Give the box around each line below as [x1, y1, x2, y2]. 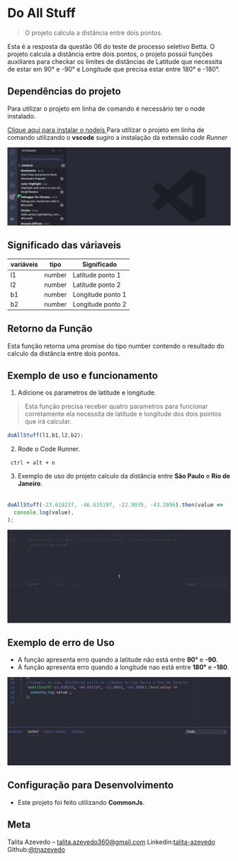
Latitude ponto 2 [72, 280, 121, 289]
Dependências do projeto [7, 85, 122, 97]
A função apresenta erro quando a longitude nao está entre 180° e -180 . [17, 663, 229, 671]
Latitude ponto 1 [72, 270, 121, 279]
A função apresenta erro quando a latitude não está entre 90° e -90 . [17, 655, 218, 664]
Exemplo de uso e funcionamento [7, 369, 158, 381]
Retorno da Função [7, 323, 93, 335]
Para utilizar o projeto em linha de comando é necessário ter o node [7, 104, 205, 113]
